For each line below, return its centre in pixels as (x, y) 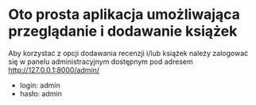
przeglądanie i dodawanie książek (123, 31)
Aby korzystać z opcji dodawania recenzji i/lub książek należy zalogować (128, 53)
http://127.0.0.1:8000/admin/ (54, 69)
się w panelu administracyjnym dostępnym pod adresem (101, 62)
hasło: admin (41, 93)
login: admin (40, 85)
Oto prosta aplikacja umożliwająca (124, 15)
